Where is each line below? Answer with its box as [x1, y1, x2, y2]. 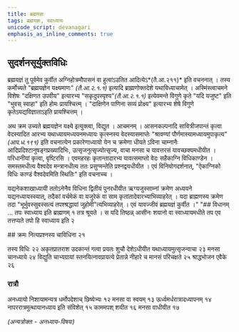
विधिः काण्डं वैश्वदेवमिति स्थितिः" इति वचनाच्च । [7, 170, 113, 179]
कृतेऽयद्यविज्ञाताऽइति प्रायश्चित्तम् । [7, 108, 83, 116]
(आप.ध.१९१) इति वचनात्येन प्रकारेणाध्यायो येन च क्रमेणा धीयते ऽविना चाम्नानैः [7, 138, 178, 147]
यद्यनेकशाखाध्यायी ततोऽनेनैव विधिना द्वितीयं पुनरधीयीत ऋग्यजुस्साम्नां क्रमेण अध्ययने [7, 185, 193, 193]
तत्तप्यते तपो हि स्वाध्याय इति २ [7, 217, 75, 225]
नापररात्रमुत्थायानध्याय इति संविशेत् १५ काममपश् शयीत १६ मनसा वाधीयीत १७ [7, 304, 180, 312]
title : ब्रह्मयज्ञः [7, 10, 44, 18]
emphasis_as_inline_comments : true [7, 30, 113, 38]
